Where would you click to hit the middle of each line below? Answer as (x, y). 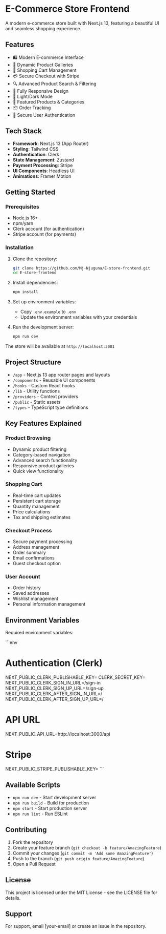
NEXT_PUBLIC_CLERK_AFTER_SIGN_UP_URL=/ (54, 699)
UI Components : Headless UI (44, 171)
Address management (36, 547)
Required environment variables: (40, 633)
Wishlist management (35, 599)
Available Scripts (33, 785)
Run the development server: (43, 327)
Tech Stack (23, 131)
